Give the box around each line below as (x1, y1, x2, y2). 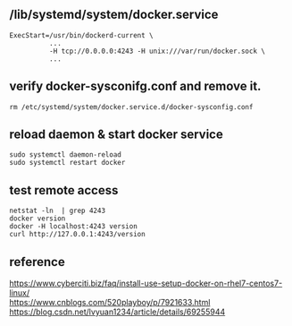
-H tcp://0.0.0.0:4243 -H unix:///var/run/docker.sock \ (48, 47, 266, 56)
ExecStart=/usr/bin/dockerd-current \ (9, 30, 154, 39)
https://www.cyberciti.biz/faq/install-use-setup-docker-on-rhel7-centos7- (9, 278, 283, 289)
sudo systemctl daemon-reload (9, 150, 122, 159)
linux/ (9, 287, 30, 298)
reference (9, 254, 65, 270)
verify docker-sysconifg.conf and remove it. (9, 79, 262, 94)
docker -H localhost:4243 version (9, 222, 138, 231)
